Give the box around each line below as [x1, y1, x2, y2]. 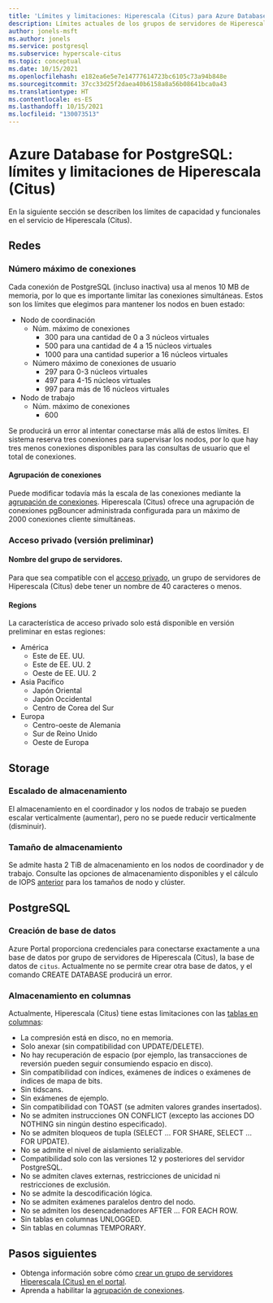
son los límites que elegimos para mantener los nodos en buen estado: [8, 299, 245, 309]
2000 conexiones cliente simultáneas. [8, 514, 136, 524]
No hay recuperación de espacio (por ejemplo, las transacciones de [19, 1050, 248, 1060]
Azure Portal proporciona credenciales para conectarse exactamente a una [8, 943, 260, 953]
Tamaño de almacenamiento [8, 841, 123, 852]
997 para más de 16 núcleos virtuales [44, 384, 170, 394]
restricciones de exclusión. [19, 1180, 111, 1190]
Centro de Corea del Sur [32, 703, 115, 713]
